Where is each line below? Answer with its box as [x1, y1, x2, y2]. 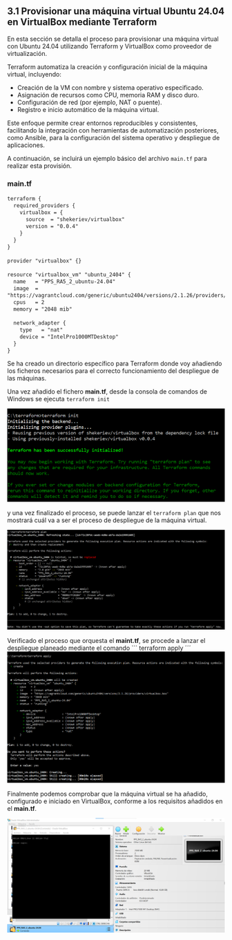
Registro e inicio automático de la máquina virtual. [17, 105, 159, 113]
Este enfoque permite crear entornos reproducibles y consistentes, [7, 119, 198, 127]
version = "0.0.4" [25, 223, 79, 230]
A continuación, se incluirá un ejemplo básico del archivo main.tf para [7, 154, 207, 162]
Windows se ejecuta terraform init [7, 395, 110, 403]
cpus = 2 [13, 299, 45, 306]
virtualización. [7, 49, 47, 57]
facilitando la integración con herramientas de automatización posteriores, [7, 126, 219, 134]
